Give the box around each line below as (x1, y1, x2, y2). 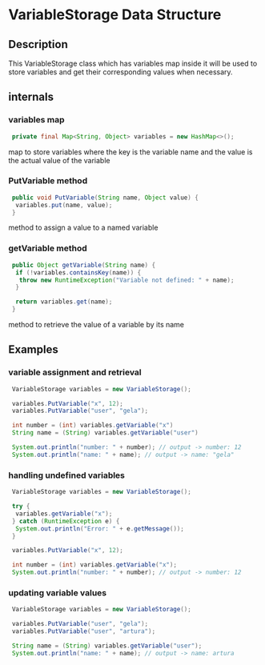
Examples (8, 343, 58, 357)
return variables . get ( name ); (15, 298, 113, 306)
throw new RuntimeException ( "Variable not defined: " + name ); (18, 276, 235, 284)
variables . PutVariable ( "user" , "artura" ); (11, 627, 156, 635)
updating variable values (8, 587, 106, 598)
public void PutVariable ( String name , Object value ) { (11, 194, 199, 202)
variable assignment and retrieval (8, 367, 142, 378)
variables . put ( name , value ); (15, 201, 113, 209)
